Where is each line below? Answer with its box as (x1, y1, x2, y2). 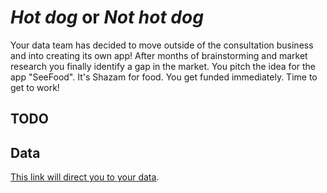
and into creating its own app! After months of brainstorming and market (10, 49, 308, 61)
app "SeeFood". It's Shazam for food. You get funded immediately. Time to (10, 71, 318, 83)
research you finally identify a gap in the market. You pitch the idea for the (10, 60, 317, 72)
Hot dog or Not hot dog (10, 6, 204, 29)
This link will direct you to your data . (10, 171, 160, 183)
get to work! (10, 81, 60, 93)
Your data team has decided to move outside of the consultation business (10, 39, 314, 51)
